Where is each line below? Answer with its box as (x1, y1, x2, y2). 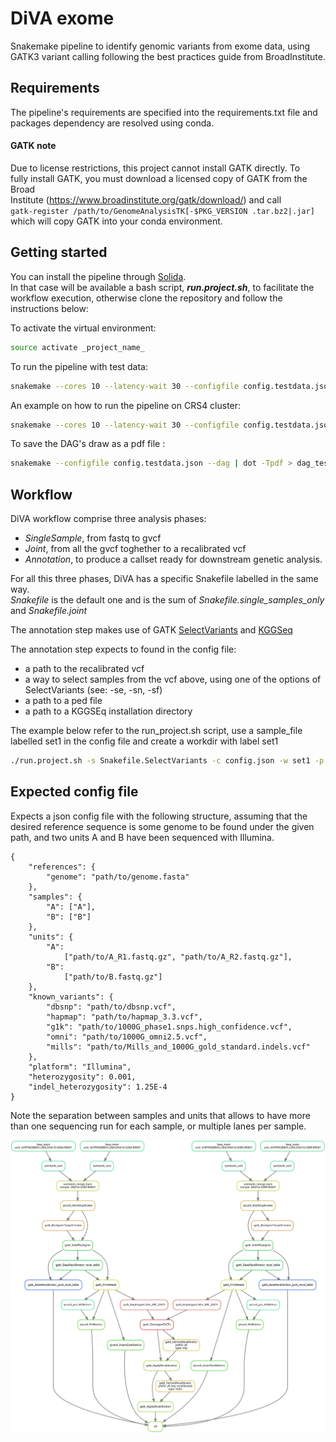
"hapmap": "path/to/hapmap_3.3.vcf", (46, 1012, 203, 1022)
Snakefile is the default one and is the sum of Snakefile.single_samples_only (10, 594, 325, 606)
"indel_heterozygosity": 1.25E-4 (28, 1082, 168, 1092)
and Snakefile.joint (10, 605, 88, 617)
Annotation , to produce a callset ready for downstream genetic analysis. (24, 553, 323, 566)
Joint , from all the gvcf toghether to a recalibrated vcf (24, 543, 247, 555)
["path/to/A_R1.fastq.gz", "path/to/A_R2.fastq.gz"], (63, 952, 293, 962)
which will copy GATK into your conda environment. (10, 215, 223, 227)
